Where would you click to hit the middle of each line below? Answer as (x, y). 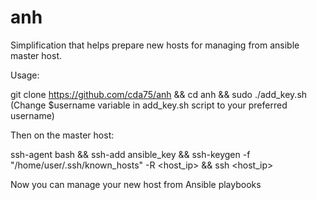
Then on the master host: (62, 135)
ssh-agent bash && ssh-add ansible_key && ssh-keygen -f (130, 154)
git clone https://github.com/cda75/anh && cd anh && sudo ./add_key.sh (159, 94)
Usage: (25, 75)
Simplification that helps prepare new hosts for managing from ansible (155, 45)
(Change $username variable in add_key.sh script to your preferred (149, 105)
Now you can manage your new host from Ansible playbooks (136, 184)
